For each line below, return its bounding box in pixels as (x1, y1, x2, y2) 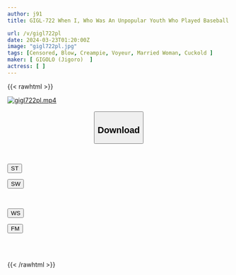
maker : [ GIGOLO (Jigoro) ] (7, 56, 93, 64)
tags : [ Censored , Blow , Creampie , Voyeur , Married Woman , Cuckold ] (7, 50, 213, 57)
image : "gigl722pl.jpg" (7, 43, 78, 50)
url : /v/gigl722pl (7, 30, 61, 37)
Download (98, 125, 140, 135)
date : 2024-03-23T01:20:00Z (7, 36, 90, 43)
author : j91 (7, 10, 42, 18)
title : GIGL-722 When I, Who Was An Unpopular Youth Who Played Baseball (7, 17, 230, 24)
